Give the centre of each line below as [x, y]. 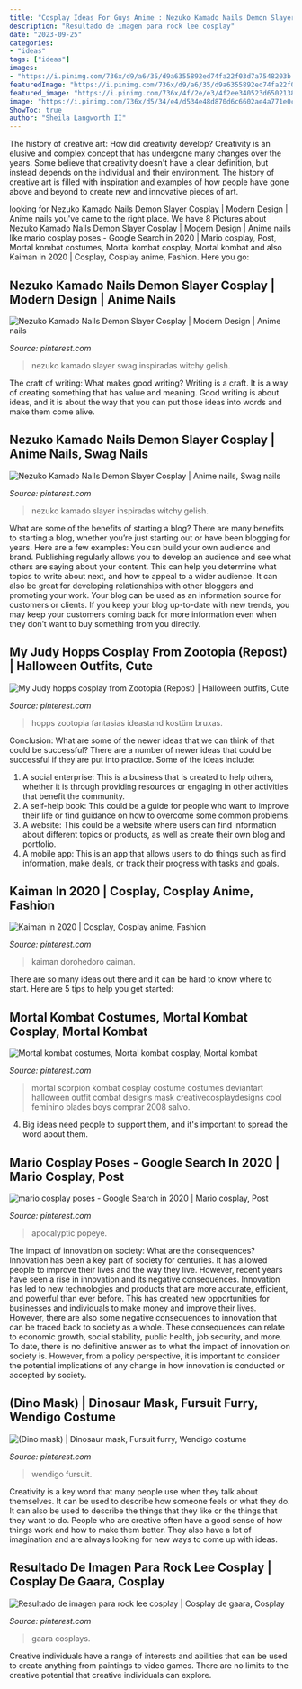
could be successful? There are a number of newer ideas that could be [141, 749]
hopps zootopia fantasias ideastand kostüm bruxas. [127, 722]
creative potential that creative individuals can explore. [111, 1675]
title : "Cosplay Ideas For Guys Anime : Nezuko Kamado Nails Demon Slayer [152, 18]
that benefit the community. [74, 796]
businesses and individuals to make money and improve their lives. [133, 1308]
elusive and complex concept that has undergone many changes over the [145, 153]
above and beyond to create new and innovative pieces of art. [124, 192]
